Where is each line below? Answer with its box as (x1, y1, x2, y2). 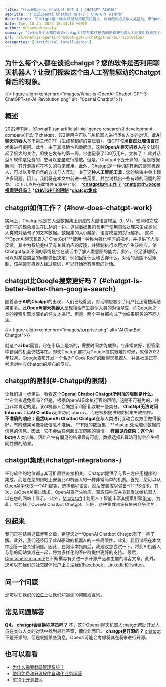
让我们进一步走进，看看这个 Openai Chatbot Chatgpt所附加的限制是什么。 (5, 391, 156, 397)
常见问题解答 (5, 608, 44, 616)
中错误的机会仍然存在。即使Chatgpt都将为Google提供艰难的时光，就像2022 (5, 349, 160, 354)
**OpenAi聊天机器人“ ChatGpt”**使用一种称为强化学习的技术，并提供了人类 (5, 236, 159, 242)
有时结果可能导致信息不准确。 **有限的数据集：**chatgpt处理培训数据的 (13, 421, 161, 428)
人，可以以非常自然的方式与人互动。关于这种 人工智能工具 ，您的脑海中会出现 (5, 169, 161, 175)
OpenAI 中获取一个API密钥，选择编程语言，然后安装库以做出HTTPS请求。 (5, 483, 154, 489)
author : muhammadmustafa (5, 26, 56, 31)
